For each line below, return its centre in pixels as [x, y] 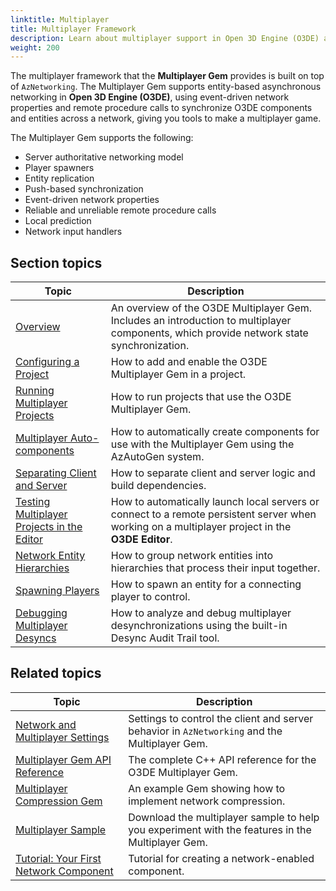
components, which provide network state [209, 333]
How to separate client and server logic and [213, 473]
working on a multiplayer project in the [201, 527]
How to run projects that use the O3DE [201, 397]
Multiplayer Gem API [63, 759]
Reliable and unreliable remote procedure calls [120, 210]
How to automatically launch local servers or [215, 502]
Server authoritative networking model [104, 157]
